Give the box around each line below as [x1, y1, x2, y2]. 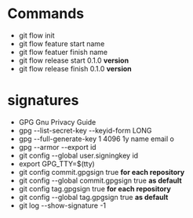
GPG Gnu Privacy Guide [18, 117, 96, 126]
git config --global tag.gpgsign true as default [18, 192, 169, 202]
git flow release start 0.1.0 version [18, 56, 129, 65]
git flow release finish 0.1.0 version [18, 64, 133, 73]
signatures [7, 92, 79, 110]
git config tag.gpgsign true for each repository [18, 183, 172, 193]
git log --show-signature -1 [18, 201, 107, 210]
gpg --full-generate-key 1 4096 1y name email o [18, 134, 174, 144]
